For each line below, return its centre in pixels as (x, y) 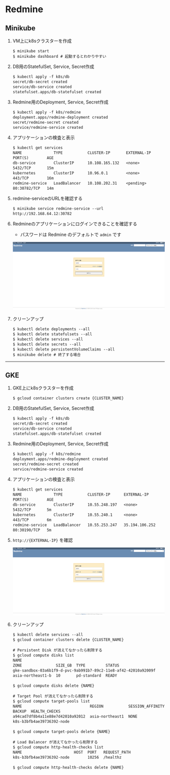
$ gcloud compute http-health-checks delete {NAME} (68, 768)
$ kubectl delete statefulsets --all (52, 334)
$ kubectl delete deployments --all (51, 329)
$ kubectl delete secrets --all (47, 344)
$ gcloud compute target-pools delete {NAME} (61, 732)
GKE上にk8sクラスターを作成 (43, 388)
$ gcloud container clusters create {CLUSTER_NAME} (68, 398)
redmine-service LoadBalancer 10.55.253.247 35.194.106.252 (84, 525)
